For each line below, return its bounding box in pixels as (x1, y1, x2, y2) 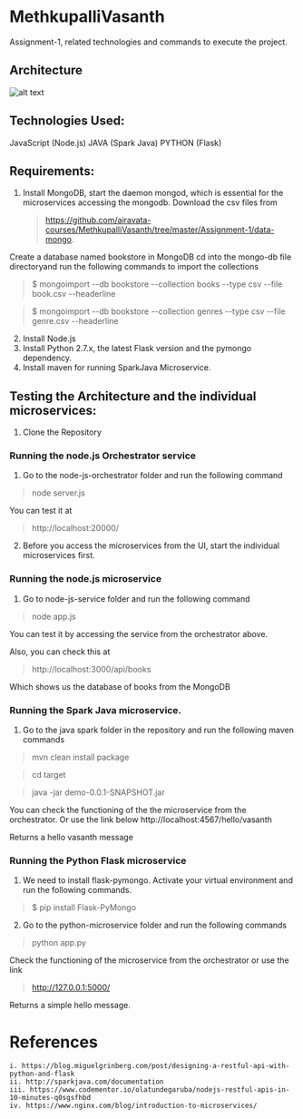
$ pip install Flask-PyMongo (31, 902, 137, 913)
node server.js (31, 487, 86, 498)
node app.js (31, 611, 76, 622)
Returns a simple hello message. (9, 1000, 132, 1011)
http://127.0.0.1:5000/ (31, 982, 111, 993)
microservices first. (22, 550, 95, 561)
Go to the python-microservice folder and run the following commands (22, 919, 288, 931)
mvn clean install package (31, 751, 130, 763)
